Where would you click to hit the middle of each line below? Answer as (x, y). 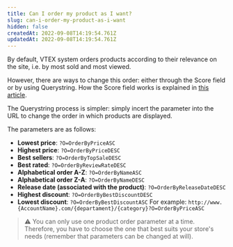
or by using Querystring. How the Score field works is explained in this (108, 88)
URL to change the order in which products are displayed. (90, 116)
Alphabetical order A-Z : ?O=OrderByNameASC (80, 173)
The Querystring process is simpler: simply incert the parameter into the (111, 109)
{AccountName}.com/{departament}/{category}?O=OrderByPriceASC (111, 209)
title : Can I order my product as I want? (70, 14)
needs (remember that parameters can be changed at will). (109, 237)
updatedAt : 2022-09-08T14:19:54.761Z (62, 40)
